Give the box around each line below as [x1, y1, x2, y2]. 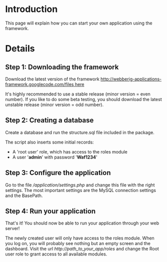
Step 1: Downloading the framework [5, 62, 119, 71]
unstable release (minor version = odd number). [5, 101, 104, 107]
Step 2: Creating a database [5, 116, 94, 124]
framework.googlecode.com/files [5, 81, 74, 87]
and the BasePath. [5, 192, 43, 198]
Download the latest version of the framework [5, 76, 100, 82]
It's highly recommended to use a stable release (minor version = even [5, 91, 151, 97]
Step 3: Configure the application [5, 168, 111, 177]
